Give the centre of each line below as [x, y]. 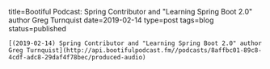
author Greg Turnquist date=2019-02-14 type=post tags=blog [111, 20]
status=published [38, 28]
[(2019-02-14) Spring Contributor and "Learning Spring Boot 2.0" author [135, 43]
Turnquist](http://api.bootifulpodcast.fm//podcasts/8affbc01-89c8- [144, 51]
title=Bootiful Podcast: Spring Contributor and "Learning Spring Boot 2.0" [131, 12]
